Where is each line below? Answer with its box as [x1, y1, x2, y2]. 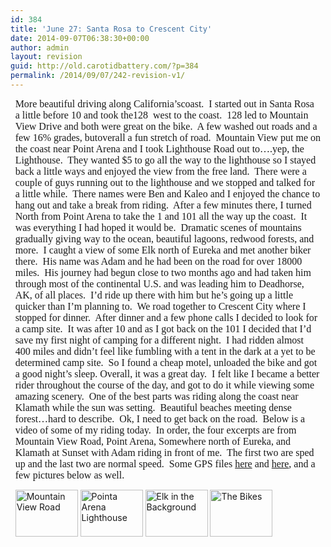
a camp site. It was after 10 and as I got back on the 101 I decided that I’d [14, 322, 312, 335]
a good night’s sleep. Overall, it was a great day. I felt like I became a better [14, 367, 320, 380]
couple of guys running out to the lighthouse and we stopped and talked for [14, 176, 316, 188]
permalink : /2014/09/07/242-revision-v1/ [10, 71, 186, 81]
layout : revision [10, 52, 83, 62]
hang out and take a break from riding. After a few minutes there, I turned [14, 199, 312, 211]
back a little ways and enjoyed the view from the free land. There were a [14, 165, 307, 177]
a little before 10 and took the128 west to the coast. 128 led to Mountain [14, 109, 309, 121]
